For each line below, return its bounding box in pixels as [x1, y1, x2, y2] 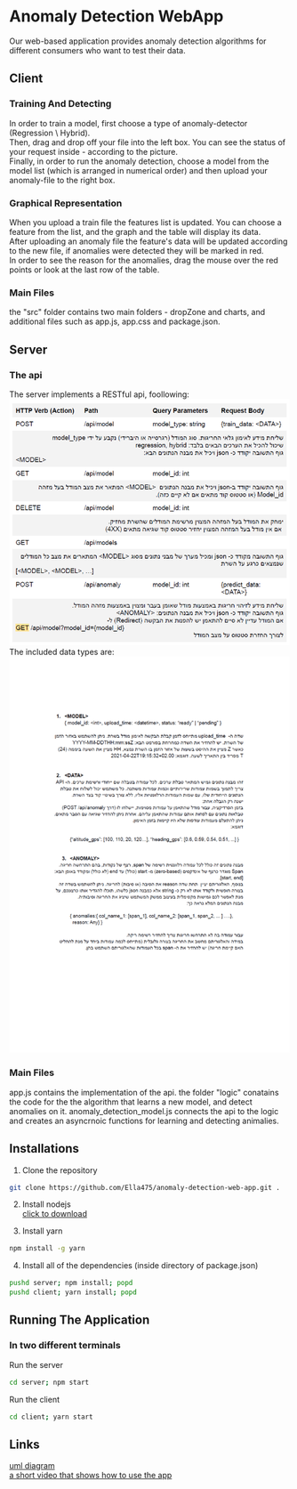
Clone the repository [21, 1164, 98, 1176]
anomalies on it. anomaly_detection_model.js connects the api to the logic [9, 1105, 279, 1116]
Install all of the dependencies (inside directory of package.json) [21, 1260, 259, 1271]
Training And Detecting [9, 98, 112, 110]
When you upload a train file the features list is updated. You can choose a [9, 216, 282, 228]
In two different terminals [9, 1339, 122, 1352]
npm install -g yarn [9, 1244, 86, 1253]
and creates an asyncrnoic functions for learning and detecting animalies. [9, 1115, 280, 1126]
